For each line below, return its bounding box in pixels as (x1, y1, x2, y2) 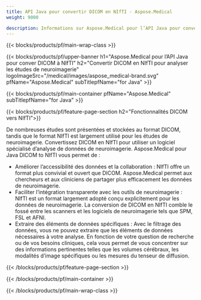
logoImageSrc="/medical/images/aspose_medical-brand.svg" (6, 72, 159, 80)
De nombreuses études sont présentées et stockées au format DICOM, (6, 126, 181, 134)
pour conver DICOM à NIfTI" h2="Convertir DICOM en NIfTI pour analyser (6, 59, 188, 66)
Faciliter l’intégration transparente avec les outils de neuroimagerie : (14, 189, 182, 196)
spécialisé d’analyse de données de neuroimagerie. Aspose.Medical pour (6, 145, 187, 153)
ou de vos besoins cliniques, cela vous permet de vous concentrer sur (14, 240, 188, 247)
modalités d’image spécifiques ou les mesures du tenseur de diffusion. (14, 252, 190, 259)
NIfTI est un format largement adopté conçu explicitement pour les (14, 195, 179, 202)
